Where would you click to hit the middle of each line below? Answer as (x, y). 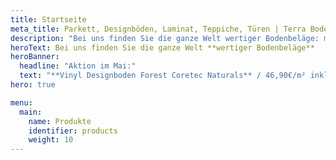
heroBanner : (35, 57)
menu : (21, 102)
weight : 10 (51, 140)
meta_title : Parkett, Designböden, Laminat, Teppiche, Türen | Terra (158, 29)
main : (31, 112)
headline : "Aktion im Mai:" (78, 66)
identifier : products (73, 131)
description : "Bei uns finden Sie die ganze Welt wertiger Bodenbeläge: (165, 38)
